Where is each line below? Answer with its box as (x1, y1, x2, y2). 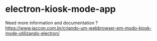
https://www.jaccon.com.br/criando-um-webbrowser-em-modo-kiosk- (5, 25, 152, 31)
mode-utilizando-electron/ (5, 30, 60, 36)
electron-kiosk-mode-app (5, 3, 116, 15)
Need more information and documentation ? (5, 20, 98, 26)
